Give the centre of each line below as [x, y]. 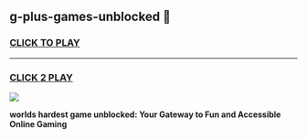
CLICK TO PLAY [45, 43]
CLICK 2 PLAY [41, 77]
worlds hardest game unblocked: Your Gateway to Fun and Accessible [145, 114]
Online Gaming [38, 123]
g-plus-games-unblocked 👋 [90, 17]
